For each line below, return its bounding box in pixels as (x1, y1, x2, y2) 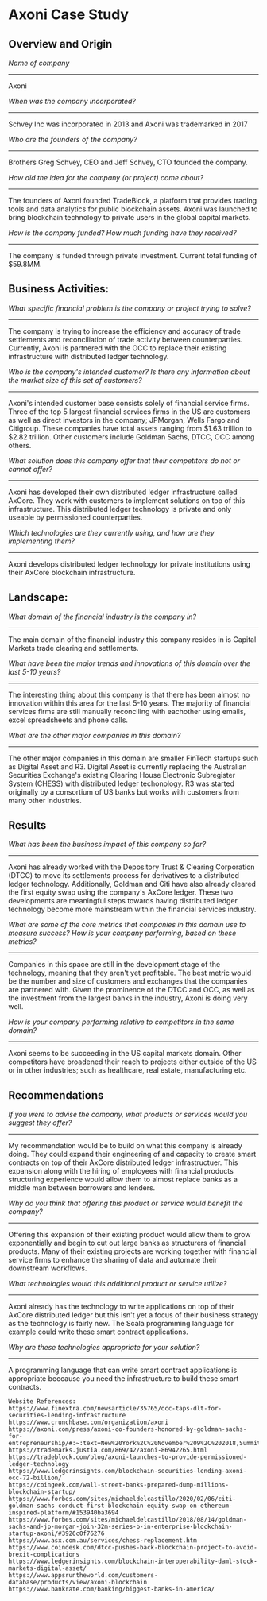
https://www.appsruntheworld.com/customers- (8, 1572, 158, 1580)
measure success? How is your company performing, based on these (8, 928, 237, 938)
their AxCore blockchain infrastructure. (8, 567, 136, 577)
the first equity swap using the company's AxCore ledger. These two (8, 888, 234, 897)
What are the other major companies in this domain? (8, 730, 181, 740)
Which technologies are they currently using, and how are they (8, 528, 215, 537)
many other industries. (8, 795, 82, 805)
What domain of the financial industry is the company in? (8, 612, 197, 621)
